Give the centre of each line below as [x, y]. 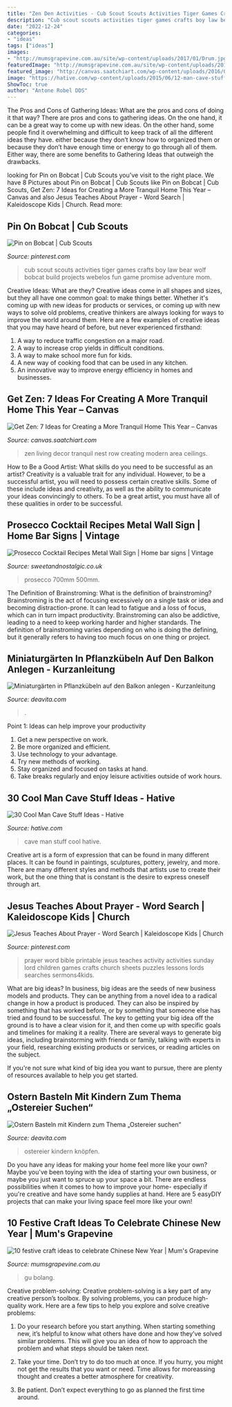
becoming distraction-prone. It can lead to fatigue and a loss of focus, [107, 607]
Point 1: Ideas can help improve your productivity [77, 726]
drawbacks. [24, 162]
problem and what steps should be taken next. [83, 1348]
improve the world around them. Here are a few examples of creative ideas [114, 319]
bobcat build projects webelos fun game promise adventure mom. [118, 277]
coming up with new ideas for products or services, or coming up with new [114, 305]
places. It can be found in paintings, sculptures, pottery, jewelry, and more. [114, 862]
